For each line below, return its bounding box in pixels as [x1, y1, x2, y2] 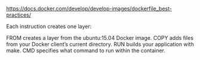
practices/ [6, 11, 32, 18]
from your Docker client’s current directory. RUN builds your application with [6, 41, 194, 48]
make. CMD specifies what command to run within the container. [6, 47, 166, 54]
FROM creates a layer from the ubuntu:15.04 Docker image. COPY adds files [6, 34, 194, 41]
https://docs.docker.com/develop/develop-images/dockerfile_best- [6, 5, 172, 12]
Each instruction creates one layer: [6, 23, 92, 30]
